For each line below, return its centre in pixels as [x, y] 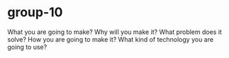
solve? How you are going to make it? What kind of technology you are [111, 39]
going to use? [27, 47]
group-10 [35, 12]
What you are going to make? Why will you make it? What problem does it [114, 32]
